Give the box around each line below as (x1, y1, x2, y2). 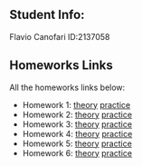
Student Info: (9, 7, 85, 23)
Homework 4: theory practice (22, 128, 133, 139)
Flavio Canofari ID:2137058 (9, 31, 110, 42)
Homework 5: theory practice (22, 138, 133, 149)
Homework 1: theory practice (22, 99, 131, 110)
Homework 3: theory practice (22, 118, 133, 130)
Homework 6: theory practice (22, 147, 133, 158)
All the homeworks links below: (9, 82, 126, 93)
